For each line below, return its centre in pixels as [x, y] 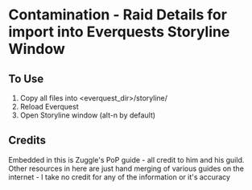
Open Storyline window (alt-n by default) [87, 115]
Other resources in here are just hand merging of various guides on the [126, 168]
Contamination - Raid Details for [118, 15]
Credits [27, 140]
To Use [26, 78]
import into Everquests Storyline [119, 32]
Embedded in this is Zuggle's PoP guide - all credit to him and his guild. [126, 159]
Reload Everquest [49, 107]
